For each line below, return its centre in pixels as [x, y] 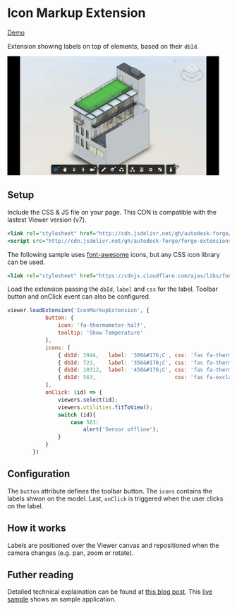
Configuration [39, 474]
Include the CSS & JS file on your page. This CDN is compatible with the [112, 212]
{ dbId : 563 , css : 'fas [130, 378]
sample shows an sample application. [62, 599]
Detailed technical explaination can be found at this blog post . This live [110, 592]
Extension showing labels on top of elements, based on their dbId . [103, 46]
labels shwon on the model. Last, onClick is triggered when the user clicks [115, 498]
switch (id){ [77, 414]
